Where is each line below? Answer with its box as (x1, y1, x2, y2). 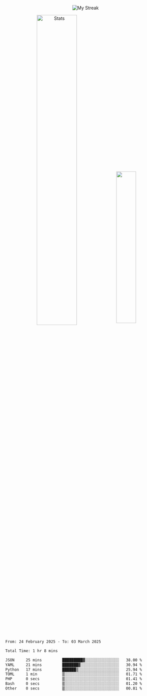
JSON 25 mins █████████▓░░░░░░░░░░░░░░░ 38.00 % (5, 657, 142, 662)
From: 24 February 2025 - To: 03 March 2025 (5, 639, 101, 644)
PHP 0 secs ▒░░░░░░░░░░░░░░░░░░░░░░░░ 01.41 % (5, 677, 142, 682)
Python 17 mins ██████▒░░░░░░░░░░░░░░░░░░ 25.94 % (5, 667, 142, 672)
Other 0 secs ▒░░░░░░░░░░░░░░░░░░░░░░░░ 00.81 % (5, 686, 142, 691)
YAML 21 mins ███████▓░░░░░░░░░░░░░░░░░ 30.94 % (5, 662, 142, 668)
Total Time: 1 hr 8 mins (5, 648, 58, 653)
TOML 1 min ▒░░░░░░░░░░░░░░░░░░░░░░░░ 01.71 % (5, 672, 142, 677)
